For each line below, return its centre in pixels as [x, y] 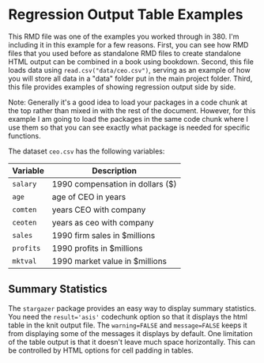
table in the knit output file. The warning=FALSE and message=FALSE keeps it [128, 325]
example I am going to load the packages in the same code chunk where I [128, 119]
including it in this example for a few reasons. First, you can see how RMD [128, 44]
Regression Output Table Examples [126, 15]
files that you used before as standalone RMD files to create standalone [124, 53]
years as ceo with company [103, 222]
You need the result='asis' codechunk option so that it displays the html [128, 316]
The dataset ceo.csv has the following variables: [87, 151]
